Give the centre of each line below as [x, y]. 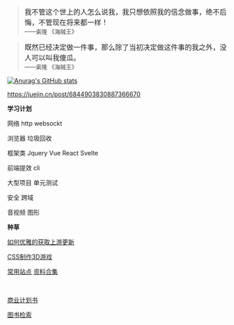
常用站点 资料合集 [32, 272]
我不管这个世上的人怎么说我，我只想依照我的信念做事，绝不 [122, 12]
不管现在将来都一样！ [73, 22]
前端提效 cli [24, 168]
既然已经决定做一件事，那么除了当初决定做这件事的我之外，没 [125, 47]
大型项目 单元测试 [32, 183]
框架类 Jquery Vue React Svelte [53, 153]
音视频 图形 [23, 212]
